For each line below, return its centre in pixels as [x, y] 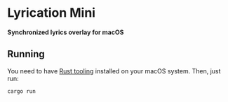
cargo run [22, 91]
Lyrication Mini [52, 13]
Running [26, 54]
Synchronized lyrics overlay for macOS [66, 32]
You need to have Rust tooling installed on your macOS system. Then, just [114, 71]
